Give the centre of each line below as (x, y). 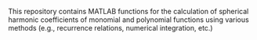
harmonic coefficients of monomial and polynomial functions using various (128, 20)
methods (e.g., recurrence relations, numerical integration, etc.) (110, 28)
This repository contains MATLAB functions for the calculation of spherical (128, 11)
